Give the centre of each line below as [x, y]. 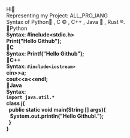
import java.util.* [31, 97]
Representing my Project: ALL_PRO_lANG [57, 16]
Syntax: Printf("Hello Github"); [45, 53]
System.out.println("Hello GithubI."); [57, 116]
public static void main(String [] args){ [57, 110]
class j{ [16, 103]
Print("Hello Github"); [34, 41]
